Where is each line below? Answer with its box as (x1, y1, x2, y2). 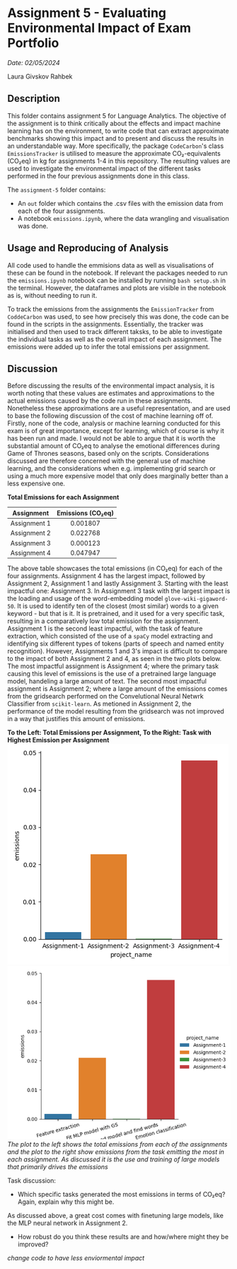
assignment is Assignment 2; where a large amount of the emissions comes (7, 684, 228, 693)
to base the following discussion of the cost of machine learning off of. (7, 412, 214, 420)
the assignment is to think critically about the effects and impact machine (7, 119, 221, 127)
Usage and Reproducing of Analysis (7, 242, 169, 254)
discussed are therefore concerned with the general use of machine (7, 457, 206, 465)
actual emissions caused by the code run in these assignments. (7, 396, 192, 405)
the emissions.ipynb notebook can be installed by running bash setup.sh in (7, 276, 226, 285)
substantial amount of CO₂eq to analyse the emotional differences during (7, 442, 221, 450)
